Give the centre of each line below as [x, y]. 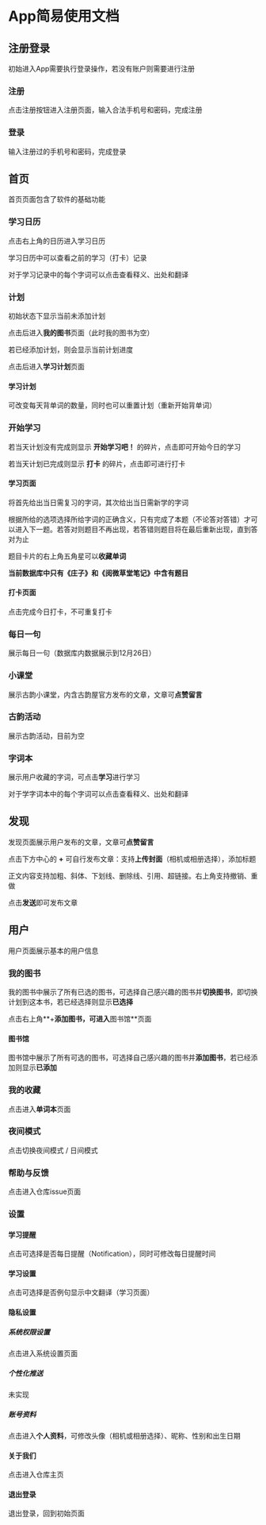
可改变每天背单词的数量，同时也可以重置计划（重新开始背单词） [112, 405]
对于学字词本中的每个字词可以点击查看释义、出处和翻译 [98, 794]
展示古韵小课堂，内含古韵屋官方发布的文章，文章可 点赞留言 [105, 694]
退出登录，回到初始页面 [46, 1513]
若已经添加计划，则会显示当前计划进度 [70, 349]
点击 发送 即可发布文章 [43, 902]
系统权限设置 [29, 1332]
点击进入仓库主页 [36, 1475]
